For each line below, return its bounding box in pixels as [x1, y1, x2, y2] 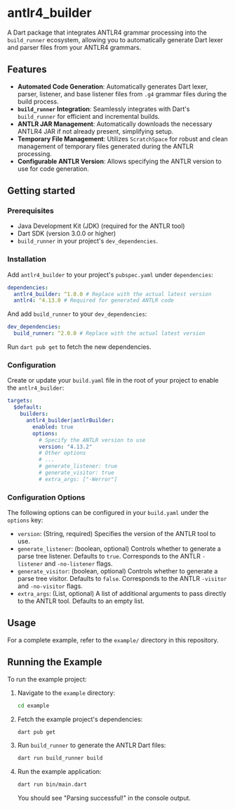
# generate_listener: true [38, 463, 118, 470]
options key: [7, 516, 43, 525]
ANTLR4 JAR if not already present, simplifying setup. [17, 127, 174, 135]
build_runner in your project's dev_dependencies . [17, 237, 158, 246]
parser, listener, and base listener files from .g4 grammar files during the [17, 89, 227, 98]
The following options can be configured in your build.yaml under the [7, 509, 209, 517]
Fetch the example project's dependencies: [17, 715, 143, 723]
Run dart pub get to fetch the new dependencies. [7, 343, 152, 351]
